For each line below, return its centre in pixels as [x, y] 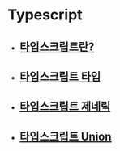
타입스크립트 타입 [60, 76]
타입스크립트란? [57, 46]
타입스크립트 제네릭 [65, 107]
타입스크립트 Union [65, 136]
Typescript [45, 15]
